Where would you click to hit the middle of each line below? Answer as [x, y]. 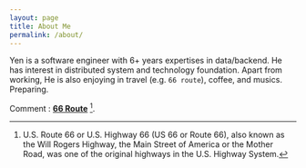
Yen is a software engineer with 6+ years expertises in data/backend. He [146, 61]
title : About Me [40, 26]
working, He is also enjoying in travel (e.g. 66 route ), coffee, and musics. [146, 80]
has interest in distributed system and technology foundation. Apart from [146, 70]
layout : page [34, 18]
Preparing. [29, 89]
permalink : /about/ [46, 35]
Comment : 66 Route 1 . [52, 108]
